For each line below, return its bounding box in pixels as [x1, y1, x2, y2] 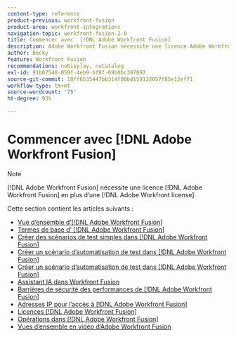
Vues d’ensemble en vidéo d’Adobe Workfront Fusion [17, 322, 171, 331]
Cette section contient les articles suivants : [7, 204, 134, 213]
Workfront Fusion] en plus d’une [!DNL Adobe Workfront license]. [7, 190, 197, 199]
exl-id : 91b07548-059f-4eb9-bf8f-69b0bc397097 [7, 69, 146, 76]
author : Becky [7, 50, 49, 57]
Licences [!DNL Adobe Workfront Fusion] [17, 307, 137, 316]
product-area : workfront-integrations [7, 23, 121, 30]
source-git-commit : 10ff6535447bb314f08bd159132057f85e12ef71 [7, 75, 193, 83]
